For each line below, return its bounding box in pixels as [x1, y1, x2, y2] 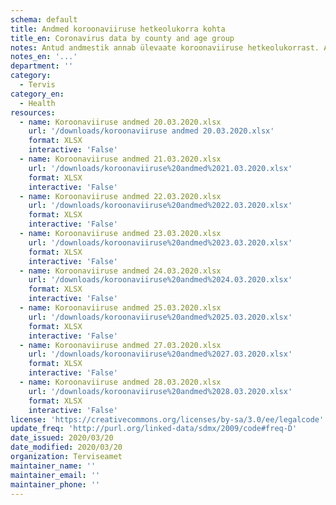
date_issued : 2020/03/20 [10, 433, 114, 443]
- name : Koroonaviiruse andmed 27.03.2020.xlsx [19, 340, 222, 350]
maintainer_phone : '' [10, 479, 101, 490]
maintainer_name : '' [10, 461, 97, 471]
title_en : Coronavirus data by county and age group [10, 33, 235, 43]
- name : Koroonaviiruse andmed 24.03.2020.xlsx [19, 266, 222, 276]
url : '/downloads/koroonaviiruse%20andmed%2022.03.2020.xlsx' [28, 201, 293, 211]
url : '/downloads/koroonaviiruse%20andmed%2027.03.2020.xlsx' [28, 349, 293, 360]
